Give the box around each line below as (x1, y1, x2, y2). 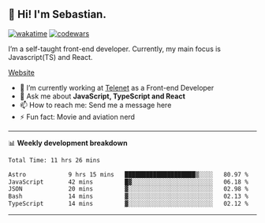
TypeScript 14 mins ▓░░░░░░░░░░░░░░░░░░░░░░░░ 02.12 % (8, 200, 248, 208)
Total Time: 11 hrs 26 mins (8, 156, 101, 164)
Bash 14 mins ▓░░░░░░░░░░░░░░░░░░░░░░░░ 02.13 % (8, 192, 248, 201)
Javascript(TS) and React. (8, 52, 93, 61)
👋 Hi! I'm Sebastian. (8, 8, 106, 21)
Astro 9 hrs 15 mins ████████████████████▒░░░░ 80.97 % (8, 170, 248, 178)
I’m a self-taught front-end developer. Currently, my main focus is (8, 44, 221, 54)
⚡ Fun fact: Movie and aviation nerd (19, 112, 136, 121)
